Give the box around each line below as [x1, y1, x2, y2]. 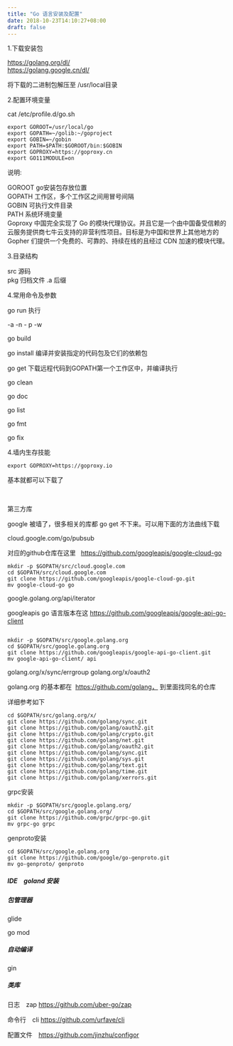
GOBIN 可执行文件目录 [7, 201, 73, 210]
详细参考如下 [7, 698, 45, 706]
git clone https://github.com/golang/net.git [7, 737, 144, 744]
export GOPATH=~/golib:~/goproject [7, 130, 113, 137]
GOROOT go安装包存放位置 [7, 183, 87, 192]
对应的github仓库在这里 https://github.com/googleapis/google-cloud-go [7, 549, 222, 558]
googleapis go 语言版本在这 [7, 609, 89, 617]
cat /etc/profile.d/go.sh [7, 110, 75, 118]
